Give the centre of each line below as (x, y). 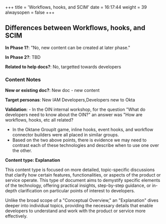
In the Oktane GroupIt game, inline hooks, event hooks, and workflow (83, 130)
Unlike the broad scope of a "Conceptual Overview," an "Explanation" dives (82, 200)
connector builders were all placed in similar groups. (66, 135)
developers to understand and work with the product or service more (75, 211)
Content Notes (23, 80)
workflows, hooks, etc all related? (39, 120)
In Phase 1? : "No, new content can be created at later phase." (68, 47)
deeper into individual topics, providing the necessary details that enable (79, 206)
